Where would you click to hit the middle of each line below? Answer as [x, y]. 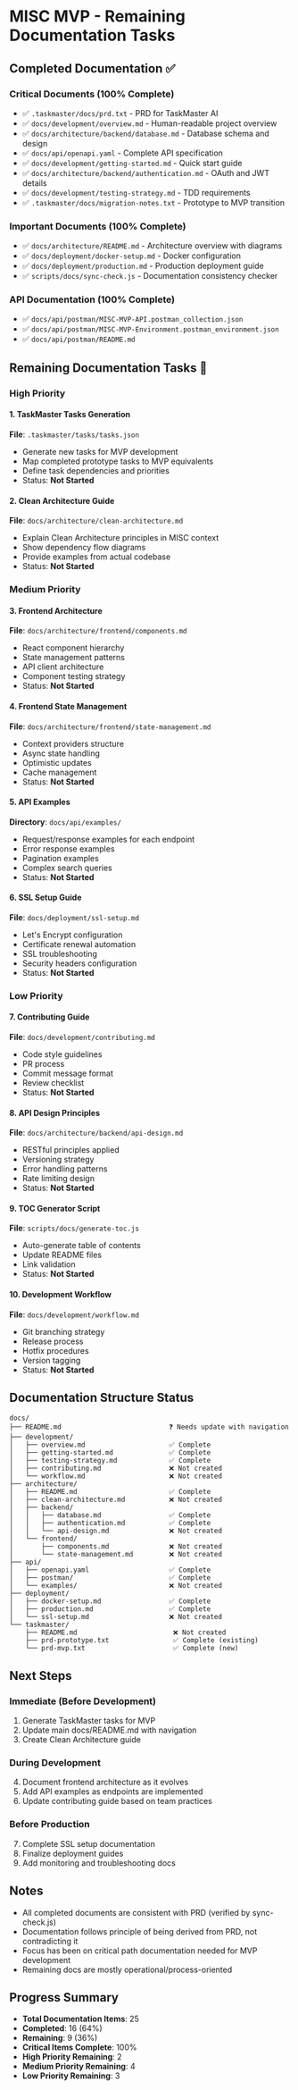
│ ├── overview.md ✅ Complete [110, 1445]
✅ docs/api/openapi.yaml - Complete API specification [122, 153]
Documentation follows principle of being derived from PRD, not [140, 1931]
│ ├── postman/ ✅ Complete [110, 1578]
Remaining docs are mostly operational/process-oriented [127, 1969]
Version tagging [51, 1360]
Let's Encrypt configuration [72, 935]
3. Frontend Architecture [56, 610]
